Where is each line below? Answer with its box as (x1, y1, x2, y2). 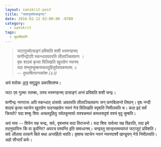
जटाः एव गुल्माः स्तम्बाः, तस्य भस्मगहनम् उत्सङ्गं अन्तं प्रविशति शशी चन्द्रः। (5, 89, 116, 96)
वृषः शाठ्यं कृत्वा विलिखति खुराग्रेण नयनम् (17, 59, 79, 65)
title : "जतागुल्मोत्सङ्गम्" (5, 12, 46, 17)
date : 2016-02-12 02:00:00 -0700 (5, 16, 73, 21)
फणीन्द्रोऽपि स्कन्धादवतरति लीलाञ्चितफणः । (17, 53, 84, 59)
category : (5, 21, 25, 26)
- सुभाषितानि (9, 35, 28, 40)
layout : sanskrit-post (5, 7, 51, 12)
